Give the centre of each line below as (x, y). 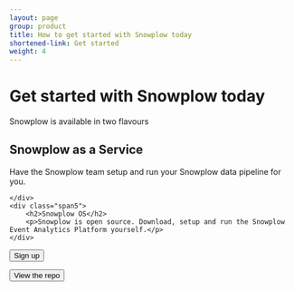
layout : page (34, 18)
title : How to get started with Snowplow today (101, 34)
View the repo (37, 275)
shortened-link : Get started (64, 43)
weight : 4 (28, 52)
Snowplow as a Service (76, 150)
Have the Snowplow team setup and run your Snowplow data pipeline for (146, 171)
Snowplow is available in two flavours (79, 121)
